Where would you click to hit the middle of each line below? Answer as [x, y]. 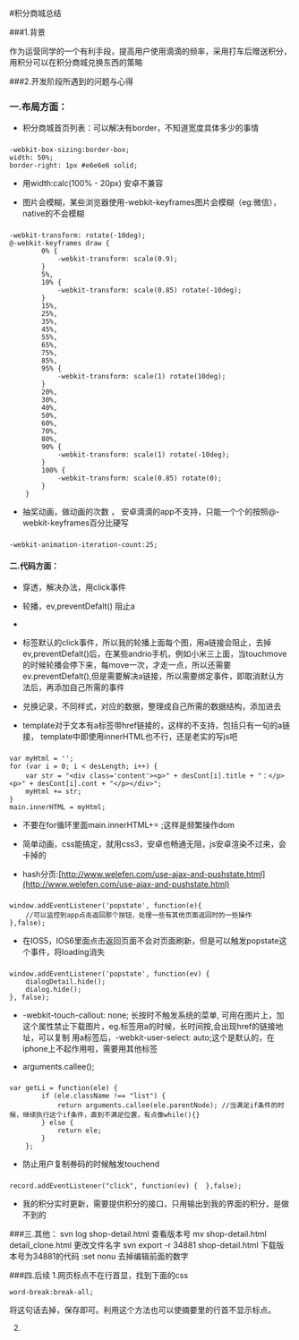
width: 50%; [31, 158]
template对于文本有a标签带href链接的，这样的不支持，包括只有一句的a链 [156, 725]
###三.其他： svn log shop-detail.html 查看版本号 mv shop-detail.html [138, 1233]
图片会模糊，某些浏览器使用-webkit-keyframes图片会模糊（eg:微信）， [152, 202]
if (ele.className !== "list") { [104, 1096]
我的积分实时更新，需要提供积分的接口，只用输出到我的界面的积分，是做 [155, 1203]
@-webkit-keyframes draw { [60, 243]
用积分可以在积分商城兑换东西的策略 [76, 62]
